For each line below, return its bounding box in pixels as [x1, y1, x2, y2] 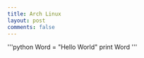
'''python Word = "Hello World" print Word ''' [7, 43, 138, 52]
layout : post [7, 17, 46, 24]
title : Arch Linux [7, 10, 61, 18]
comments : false [7, 23, 55, 30]
